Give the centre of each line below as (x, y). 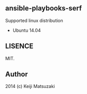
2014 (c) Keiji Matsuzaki (30, 86)
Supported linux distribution (34, 20)
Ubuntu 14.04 (27, 30)
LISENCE (19, 46)
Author (16, 75)
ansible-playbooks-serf (43, 8)
